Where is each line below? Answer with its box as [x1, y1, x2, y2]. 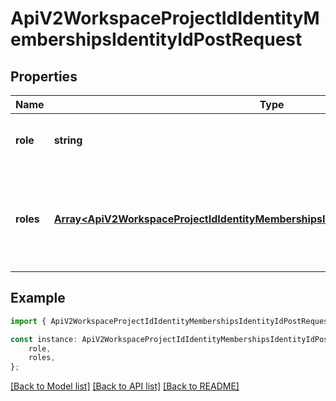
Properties [10, 68, 78, 85]
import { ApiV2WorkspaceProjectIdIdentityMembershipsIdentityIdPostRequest [10, 316, 333, 326]
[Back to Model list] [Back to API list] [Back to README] [10, 380, 240, 392]
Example [10, 290, 66, 307]
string [53, 133, 83, 147]
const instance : [10, 334, 78, 344]
